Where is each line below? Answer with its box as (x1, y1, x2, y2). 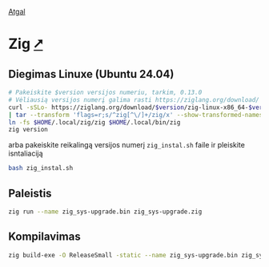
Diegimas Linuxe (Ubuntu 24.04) (8, 67, 175, 81)
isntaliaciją (8, 148, 43, 159)
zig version (8, 126, 48, 134)
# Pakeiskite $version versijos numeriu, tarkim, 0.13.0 (8, 88, 203, 96)
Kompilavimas (8, 230, 82, 244)
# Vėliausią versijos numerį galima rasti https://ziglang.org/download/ (8, 95, 260, 103)
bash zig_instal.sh (8, 164, 74, 172)
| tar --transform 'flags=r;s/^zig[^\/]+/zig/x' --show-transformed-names (8, 111, 263, 119)
